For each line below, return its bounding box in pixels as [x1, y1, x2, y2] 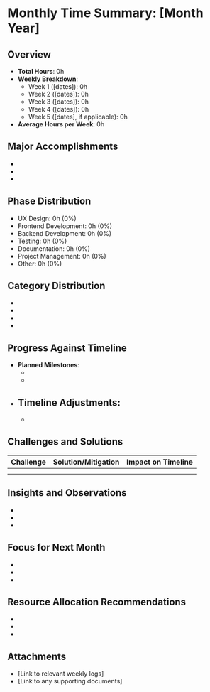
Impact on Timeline [126, 457, 194, 467]
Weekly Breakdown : [17, 75, 79, 83]
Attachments [7, 650, 67, 662]
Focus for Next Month [7, 541, 106, 553]
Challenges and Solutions [7, 436, 123, 448]
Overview [7, 48, 52, 60]
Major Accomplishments [7, 141, 118, 153]
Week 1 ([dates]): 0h [28, 82, 88, 90]
